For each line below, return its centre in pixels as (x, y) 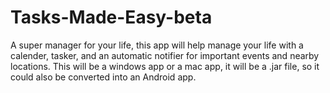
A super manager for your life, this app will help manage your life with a (157, 45)
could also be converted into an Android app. (103, 77)
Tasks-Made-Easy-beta (111, 17)
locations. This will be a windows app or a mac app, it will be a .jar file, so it (165, 66)
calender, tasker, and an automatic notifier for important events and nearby (165, 55)
